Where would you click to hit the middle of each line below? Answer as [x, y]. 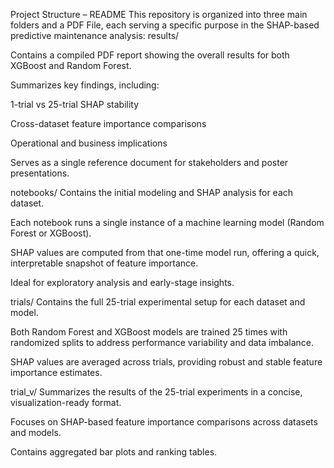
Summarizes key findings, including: [85, 85]
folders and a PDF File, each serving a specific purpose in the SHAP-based [165, 25]
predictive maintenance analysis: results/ [95, 35]
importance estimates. [56, 372]
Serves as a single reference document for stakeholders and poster [149, 162]
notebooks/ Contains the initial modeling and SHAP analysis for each [152, 192]
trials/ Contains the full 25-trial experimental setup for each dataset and [158, 302]
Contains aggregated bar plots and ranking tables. [114, 452]
